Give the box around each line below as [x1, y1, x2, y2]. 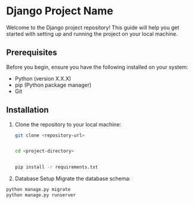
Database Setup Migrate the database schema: [14, 175, 131, 183]
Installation [6, 105, 49, 115]
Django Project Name [6, 4, 113, 18]
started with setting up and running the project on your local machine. [6, 30, 178, 37]
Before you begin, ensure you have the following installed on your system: [6, 63, 189, 70]
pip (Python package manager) [14, 81, 92, 88]
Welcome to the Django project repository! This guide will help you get [6, 24, 180, 31]
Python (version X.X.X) [14, 75, 72, 82]
